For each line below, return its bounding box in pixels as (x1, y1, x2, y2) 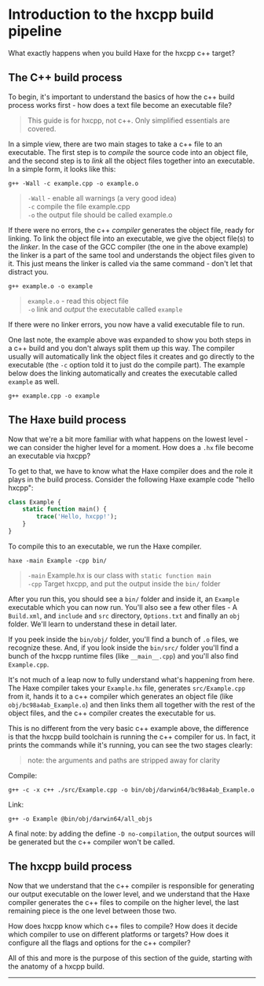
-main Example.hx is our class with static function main (27, 571, 212, 580)
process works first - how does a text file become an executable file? (8, 100, 232, 109)
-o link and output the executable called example (27, 305, 183, 314)
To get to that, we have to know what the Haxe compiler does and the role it (8, 466, 253, 475)
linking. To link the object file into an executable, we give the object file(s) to (8, 234, 255, 243)
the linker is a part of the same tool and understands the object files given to (8, 250, 255, 260)
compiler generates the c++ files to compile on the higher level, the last (8, 897, 240, 907)
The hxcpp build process (8, 860, 132, 873)
